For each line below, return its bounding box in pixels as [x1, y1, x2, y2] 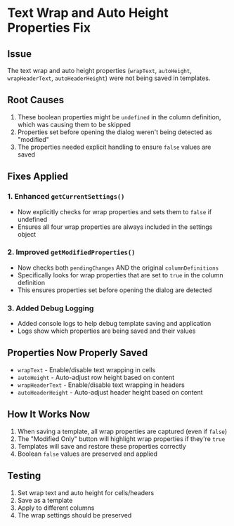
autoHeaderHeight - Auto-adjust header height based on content [17, 388, 203, 396]
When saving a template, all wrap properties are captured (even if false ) [17, 427, 228, 435]
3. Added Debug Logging [7, 303, 94, 313]
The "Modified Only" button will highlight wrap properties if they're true [17, 434, 226, 443]
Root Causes [7, 94, 65, 106]
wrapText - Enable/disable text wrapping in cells [17, 365, 156, 374]
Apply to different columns [17, 504, 95, 512]
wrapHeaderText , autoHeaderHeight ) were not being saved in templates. [7, 74, 211, 82]
